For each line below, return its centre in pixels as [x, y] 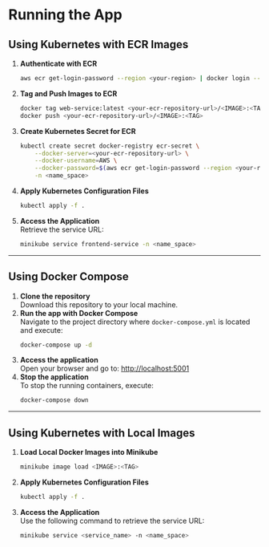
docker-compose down [54, 400]
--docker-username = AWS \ [76, 161]
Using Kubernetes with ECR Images [98, 45]
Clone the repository [55, 296]
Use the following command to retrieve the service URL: [112, 521]
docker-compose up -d [56, 345]
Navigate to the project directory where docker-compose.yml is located [135, 322]
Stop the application [54, 377]
